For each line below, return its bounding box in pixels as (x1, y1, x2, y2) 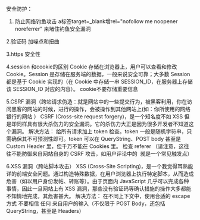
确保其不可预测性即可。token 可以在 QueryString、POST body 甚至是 (11, 136, 182, 142)
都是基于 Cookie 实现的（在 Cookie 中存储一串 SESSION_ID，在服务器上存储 (6, 78, 193, 85)
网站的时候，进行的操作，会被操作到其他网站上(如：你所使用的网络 (26, 106, 191, 112)
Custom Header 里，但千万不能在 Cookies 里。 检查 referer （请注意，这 (6, 143, 185, 150)
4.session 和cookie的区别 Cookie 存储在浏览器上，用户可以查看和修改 (6, 63, 177, 70)
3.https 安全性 (6, 51, 40, 58)
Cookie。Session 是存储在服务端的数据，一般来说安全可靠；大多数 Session (6, 71, 190, 77)
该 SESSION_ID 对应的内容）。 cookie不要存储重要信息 (6, 86, 138, 92)
